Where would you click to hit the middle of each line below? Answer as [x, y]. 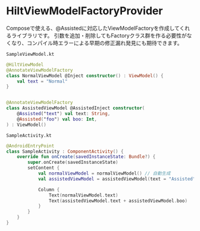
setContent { [44, 168]
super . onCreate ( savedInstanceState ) [73, 162]
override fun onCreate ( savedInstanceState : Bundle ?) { [86, 157]
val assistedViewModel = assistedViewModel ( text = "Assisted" [117, 179]
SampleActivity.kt [29, 135]
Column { [49, 189]
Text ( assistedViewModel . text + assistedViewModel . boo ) [118, 201]
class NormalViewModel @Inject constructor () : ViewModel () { [85, 75]
